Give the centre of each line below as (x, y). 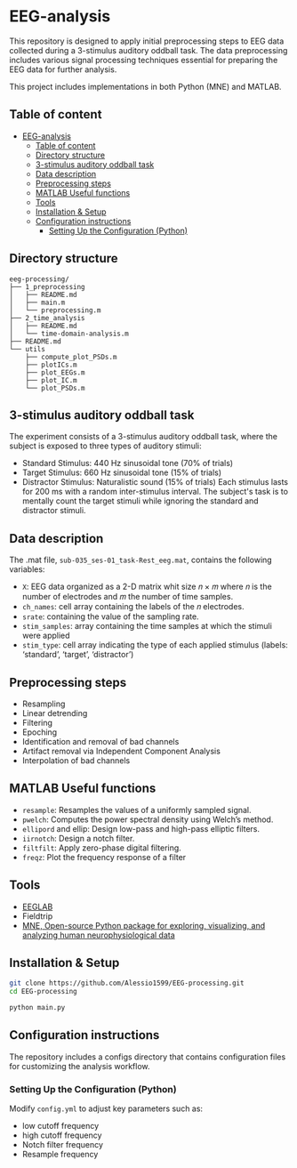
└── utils (28, 349)
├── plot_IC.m (51, 380)
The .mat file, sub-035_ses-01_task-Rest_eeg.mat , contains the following (141, 560)
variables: (27, 569)
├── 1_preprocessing (48, 286)
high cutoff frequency (62, 1135)
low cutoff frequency (60, 1126)
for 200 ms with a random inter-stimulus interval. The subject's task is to (155, 492)
